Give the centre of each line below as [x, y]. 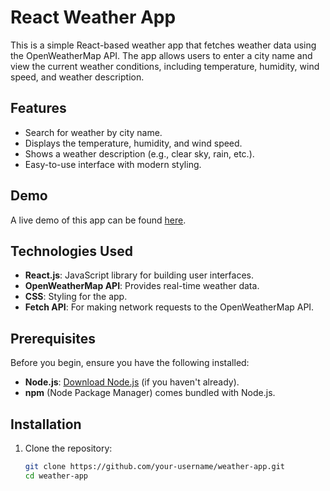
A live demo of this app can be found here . [98, 220]
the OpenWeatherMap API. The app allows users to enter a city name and [161, 55]
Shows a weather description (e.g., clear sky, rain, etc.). [139, 153]
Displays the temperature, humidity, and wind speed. [133, 143]
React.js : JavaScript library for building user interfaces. [139, 275]
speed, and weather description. [77, 77]
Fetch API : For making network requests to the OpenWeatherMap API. [169, 307]
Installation [46, 424]
